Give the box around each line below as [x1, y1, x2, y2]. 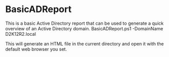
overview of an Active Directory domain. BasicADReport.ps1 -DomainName [5, 25, 163, 31]
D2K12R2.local [5, 31, 36, 37]
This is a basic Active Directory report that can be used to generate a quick [5, 20, 164, 26]
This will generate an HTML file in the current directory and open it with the [5, 40, 164, 46]
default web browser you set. [5, 46, 68, 52]
